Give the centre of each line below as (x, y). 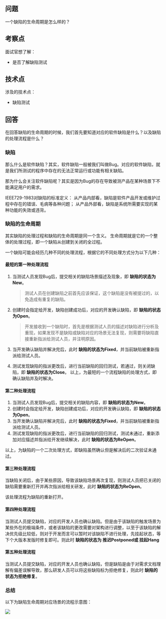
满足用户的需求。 (27, 187)
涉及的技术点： (20, 92)
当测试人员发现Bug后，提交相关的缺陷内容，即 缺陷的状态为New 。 (80, 403)
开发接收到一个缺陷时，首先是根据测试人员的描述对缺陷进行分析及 (92, 327)
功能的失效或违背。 (29, 210)
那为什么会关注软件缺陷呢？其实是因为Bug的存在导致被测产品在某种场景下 (81, 181)
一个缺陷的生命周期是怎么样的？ (38, 22)
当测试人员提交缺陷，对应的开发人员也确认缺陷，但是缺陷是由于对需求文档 (81, 564)
